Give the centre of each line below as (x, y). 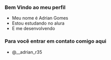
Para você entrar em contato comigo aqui (55, 41)
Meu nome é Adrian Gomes (40, 18)
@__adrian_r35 (27, 52)
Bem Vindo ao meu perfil (35, 7)
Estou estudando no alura (38, 23)
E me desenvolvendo (33, 29)
